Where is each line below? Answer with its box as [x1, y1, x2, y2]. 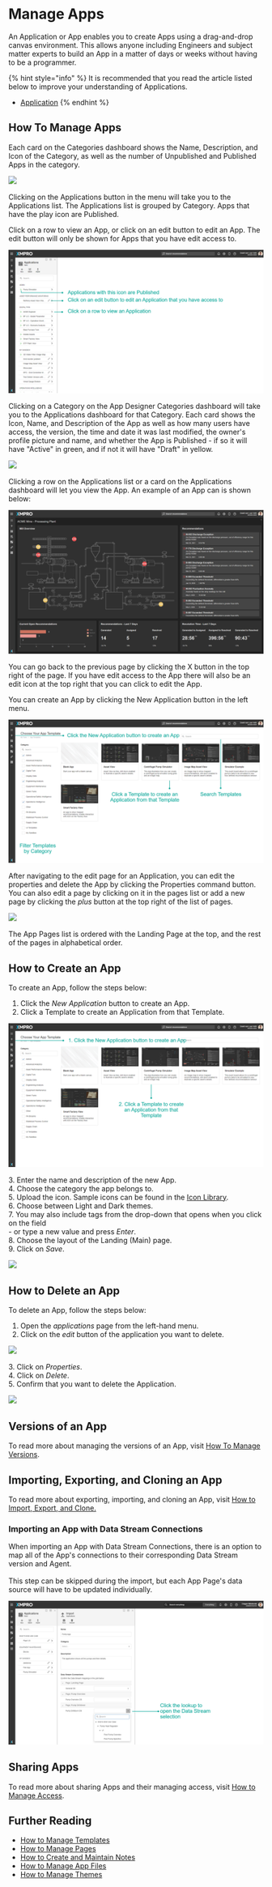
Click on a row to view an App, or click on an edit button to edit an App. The [8, 224, 261, 235]
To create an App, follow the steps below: [8, 983, 147, 993]
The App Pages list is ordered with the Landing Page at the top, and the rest [8, 929, 261, 939]
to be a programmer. [8, 58, 77, 67]
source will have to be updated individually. [8, 1585, 152, 1595]
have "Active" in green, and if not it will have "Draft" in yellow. [8, 445, 214, 454]
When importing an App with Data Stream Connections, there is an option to [8, 1542, 261, 1552]
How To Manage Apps [8, 121, 122, 134]
